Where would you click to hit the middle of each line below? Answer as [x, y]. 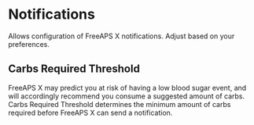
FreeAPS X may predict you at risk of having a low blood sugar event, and [127, 87]
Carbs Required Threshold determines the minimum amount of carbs [120, 104]
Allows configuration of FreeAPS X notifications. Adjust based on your [121, 36]
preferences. [29, 44]
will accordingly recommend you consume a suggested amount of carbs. [127, 96]
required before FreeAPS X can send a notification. [90, 112]
